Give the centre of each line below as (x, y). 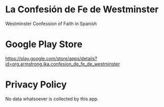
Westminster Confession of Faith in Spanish (51, 24)
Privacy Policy (36, 85)
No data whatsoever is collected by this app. (52, 99)
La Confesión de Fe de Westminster (82, 9)
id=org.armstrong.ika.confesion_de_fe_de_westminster (63, 64)
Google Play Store (44, 44)
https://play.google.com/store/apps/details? (51, 58)
